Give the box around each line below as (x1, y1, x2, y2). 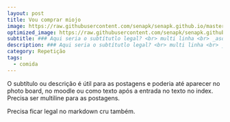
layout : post (7, 10, 44, 17)
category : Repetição (7, 48, 66, 55)
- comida (13, 61, 38, 67)
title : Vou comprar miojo (7, 16, 81, 23)
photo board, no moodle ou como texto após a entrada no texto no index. (7, 87, 214, 95)
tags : (7, 55, 23, 61)
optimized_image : (7, 29, 57, 36)
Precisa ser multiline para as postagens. (7, 93, 120, 102)
